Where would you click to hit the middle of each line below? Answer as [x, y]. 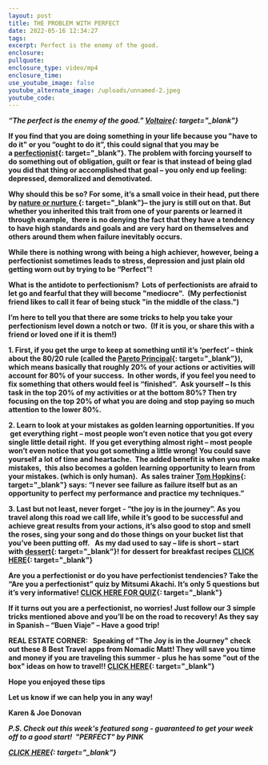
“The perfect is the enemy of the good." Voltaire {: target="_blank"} [123, 120]
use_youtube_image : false [51, 83]
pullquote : [26, 61]
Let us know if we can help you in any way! [81, 698]
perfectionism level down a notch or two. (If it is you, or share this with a [131, 326]
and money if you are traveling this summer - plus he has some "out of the [134, 658]
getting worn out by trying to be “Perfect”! [80, 269]
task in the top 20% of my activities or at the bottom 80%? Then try [123, 393]
